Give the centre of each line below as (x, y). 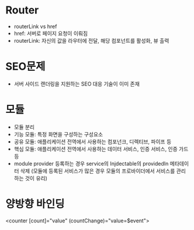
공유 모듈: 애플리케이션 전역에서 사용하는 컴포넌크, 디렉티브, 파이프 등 (93, 142)
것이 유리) (36, 178)
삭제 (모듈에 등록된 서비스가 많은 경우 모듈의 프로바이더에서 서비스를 (98, 171)
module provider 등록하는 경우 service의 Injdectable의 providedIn (91, 163)
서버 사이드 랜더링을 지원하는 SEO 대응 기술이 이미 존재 (77, 84)
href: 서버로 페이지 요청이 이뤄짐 (51, 33)
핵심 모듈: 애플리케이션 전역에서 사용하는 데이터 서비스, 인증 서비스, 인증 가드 (101, 149)
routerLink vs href (35, 26)
